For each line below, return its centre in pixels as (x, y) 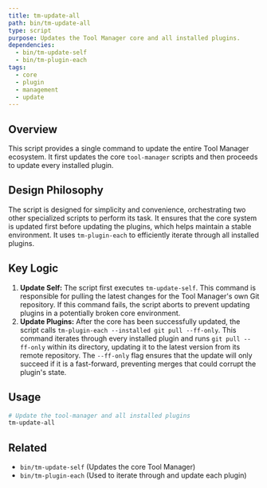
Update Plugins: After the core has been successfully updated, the (130, 321)
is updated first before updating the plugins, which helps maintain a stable (130, 226)
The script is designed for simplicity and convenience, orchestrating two (127, 209)
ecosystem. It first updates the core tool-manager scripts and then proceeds (133, 157)
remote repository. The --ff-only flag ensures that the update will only (136, 355)
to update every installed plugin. (61, 166)
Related (28, 448)
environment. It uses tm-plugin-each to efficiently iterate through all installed (133, 235)
